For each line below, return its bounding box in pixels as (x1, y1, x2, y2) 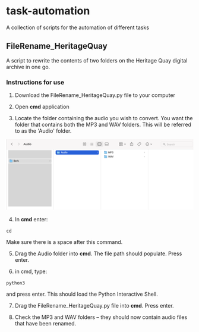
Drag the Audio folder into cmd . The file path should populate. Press (14, 250, 182, 257)
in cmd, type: (14, 268, 48, 275)
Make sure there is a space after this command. (6, 239, 123, 246)
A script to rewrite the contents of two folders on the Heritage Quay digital (6, 57, 188, 64)
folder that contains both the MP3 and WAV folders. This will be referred (14, 121, 192, 129)
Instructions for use (6, 78, 64, 86)
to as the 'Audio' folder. (14, 127, 72, 134)
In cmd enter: (14, 216, 48, 223)
